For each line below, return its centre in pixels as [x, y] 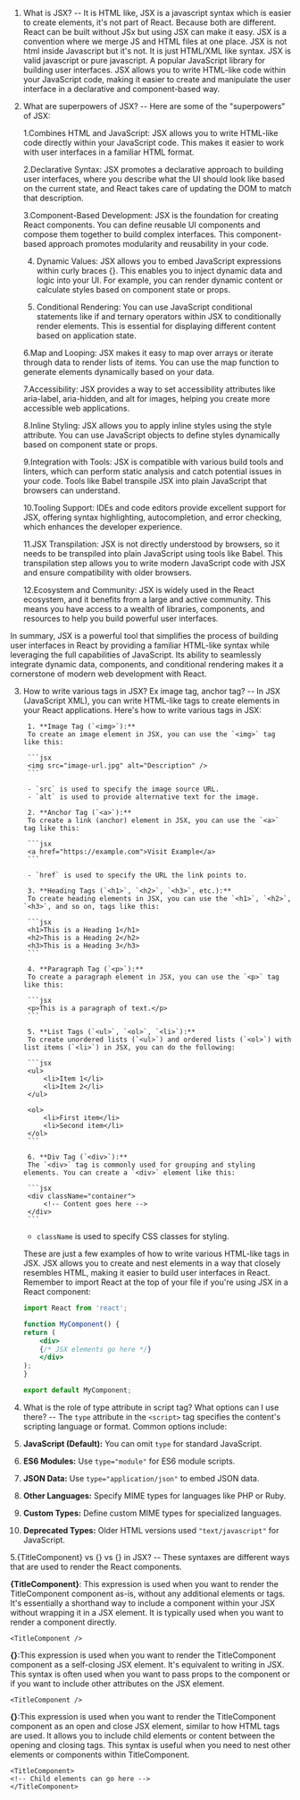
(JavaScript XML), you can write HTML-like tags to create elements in [151, 700]
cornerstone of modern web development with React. [108, 674]
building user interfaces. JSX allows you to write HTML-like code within [154, 70]
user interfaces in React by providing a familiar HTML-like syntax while [140, 645]
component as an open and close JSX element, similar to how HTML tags [145, 1726]
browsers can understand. [71, 490]
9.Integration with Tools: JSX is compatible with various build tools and [153, 462]
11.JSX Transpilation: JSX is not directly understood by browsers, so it [151, 544]
